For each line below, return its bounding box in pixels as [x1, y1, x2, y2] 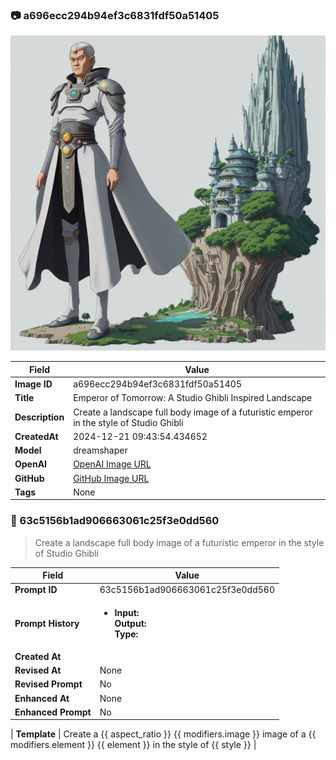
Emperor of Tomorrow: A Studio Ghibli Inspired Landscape [73, 392, 313, 404]
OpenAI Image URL [73, 458, 152, 470]
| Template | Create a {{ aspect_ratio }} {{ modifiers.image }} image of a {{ [10, 728, 317, 740]
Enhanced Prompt [14, 706, 92, 718]
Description [14, 411, 65, 423]
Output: [114, 617, 147, 629]
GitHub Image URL [73, 472, 150, 484]
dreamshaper [73, 444, 128, 457]
